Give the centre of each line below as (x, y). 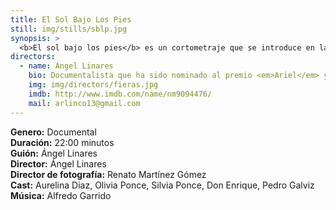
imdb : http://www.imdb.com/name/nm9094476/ (120, 94)
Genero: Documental (53, 132)
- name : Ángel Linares (66, 66)
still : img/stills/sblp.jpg (69, 29)
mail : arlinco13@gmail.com (84, 103)
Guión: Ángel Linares (54, 153)
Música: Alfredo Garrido (61, 195)
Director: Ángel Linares (58, 163)
